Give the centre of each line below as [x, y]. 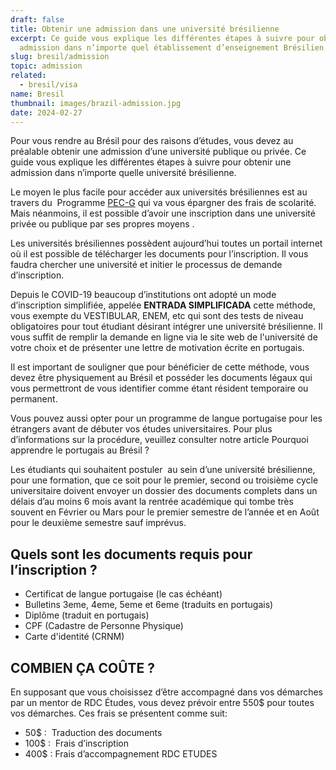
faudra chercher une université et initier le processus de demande [146, 265]
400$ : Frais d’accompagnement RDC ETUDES [121, 754]
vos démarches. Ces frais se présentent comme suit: [119, 713]
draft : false [37, 19]
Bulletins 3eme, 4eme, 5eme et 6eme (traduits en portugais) [149, 605]
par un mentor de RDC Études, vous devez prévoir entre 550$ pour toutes [162, 702]
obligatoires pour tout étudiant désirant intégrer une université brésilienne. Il [166, 327]
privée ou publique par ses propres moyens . [102, 224]
